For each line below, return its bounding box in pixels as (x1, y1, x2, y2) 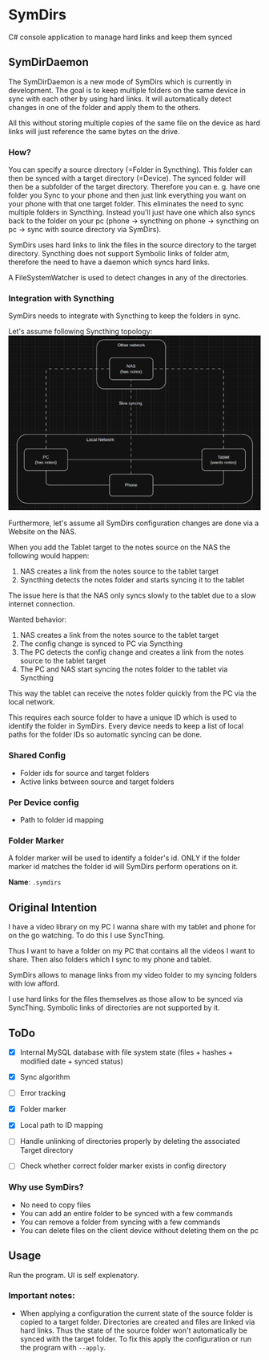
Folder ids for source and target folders (19, 768, 150, 778)
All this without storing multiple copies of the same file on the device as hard (8, 118, 261, 128)
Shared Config (8, 749, 66, 761)
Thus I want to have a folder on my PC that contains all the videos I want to (8, 946, 255, 956)
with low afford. (8, 978, 60, 989)
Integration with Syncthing (8, 292, 114, 304)
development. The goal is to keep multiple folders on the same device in (8, 85, 246, 95)
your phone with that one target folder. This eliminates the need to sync (8, 199, 244, 209)
